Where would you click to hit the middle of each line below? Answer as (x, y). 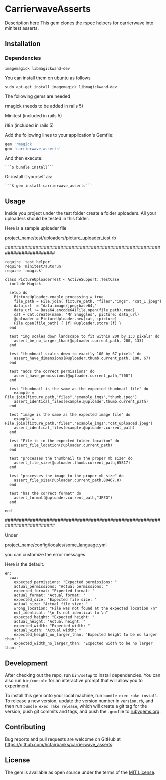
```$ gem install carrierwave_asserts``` (49, 186)
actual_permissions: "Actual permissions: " (61, 587)
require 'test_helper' (29, 262)
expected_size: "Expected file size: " (56, 600)
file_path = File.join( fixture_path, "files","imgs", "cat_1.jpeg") (88, 301)
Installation (23, 44)
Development (27, 663)
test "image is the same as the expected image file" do (70, 415)
